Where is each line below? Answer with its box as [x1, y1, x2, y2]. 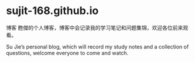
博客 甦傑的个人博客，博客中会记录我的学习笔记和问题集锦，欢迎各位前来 [6, 24, 183, 31]
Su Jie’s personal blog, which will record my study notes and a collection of [6, 43, 189, 50]
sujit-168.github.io [6, 4, 99, 18]
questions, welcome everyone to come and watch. [6, 49, 128, 56]
